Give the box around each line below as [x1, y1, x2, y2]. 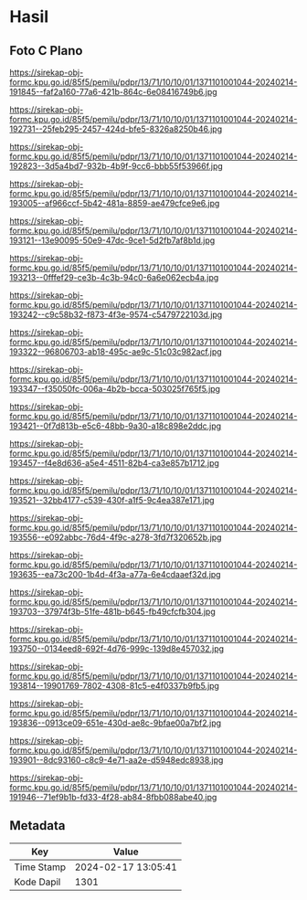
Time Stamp [14, 861, 67, 874]
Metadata [9, 818, 66, 833]
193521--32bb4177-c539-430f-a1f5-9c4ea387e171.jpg [9, 495, 215, 505]
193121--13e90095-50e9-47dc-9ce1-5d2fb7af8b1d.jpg [9, 235, 216, 246]
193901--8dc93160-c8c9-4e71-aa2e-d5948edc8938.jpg [9, 755, 224, 765]
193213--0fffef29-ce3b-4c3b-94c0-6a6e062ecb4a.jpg [9, 272, 219, 282]
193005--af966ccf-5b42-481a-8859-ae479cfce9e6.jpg [9, 198, 220, 208]
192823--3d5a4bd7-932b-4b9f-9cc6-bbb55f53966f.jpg [9, 161, 224, 171]
